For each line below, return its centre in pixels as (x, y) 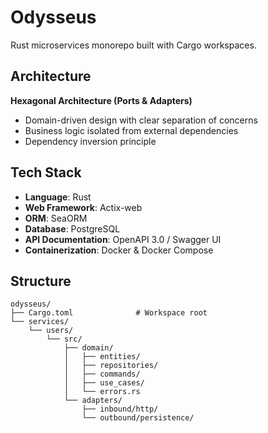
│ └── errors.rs (102, 392)
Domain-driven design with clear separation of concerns (141, 120)
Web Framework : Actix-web (83, 207)
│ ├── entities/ (102, 357)
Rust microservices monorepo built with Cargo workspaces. (133, 45)
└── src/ (64, 339)
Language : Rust (58, 197)
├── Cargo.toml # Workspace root (109, 313)
